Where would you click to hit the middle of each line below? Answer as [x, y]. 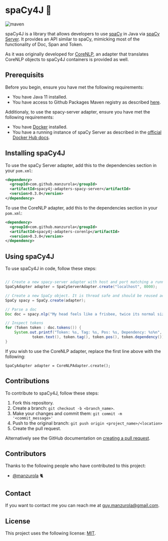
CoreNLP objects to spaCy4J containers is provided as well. [67, 59]
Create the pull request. [37, 428]
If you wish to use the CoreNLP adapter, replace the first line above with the [83, 351]
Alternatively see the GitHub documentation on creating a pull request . [78, 438]
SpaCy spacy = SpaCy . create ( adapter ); [45, 300]
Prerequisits [24, 75]
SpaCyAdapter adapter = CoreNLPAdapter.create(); [58, 365]
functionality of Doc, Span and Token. [44, 44]
